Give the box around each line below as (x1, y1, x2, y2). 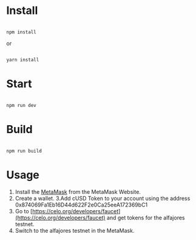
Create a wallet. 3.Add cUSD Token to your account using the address (15, 194, 191, 202)
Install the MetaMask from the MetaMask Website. (15, 188, 141, 195)
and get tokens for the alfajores (106, 214, 185, 221)
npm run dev (6, 102, 36, 108)
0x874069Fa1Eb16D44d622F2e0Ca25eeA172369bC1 (15, 201, 148, 208)
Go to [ (15, 207, 33, 214)
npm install (6, 29, 36, 35)
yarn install (6, 57, 39, 63)
